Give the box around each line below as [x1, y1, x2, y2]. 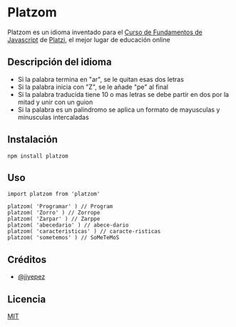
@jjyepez [17, 272, 46, 281]
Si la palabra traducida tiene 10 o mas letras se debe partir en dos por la [17, 90, 230, 98]
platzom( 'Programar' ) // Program [7, 203, 113, 210]
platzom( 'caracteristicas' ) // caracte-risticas [7, 228, 161, 235]
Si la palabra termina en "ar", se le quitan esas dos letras [17, 75, 184, 83]
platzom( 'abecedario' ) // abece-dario [7, 222, 130, 229]
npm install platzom [7, 152, 69, 160]
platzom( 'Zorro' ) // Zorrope [7, 209, 101, 217]
